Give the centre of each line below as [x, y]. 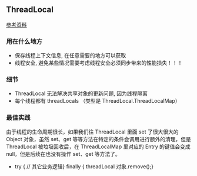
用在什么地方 [24, 41]
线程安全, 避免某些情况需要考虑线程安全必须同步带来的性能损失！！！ [98, 63]
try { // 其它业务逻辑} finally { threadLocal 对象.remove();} [84, 166]
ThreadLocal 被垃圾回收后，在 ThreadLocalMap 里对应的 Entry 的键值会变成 [98, 146]
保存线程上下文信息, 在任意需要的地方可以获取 [70, 56]
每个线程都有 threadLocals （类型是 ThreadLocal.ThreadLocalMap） [97, 101]
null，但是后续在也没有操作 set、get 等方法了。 [63, 154]
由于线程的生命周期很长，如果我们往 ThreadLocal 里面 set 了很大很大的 [92, 132]
